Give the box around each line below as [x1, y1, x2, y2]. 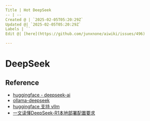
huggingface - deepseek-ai [12, 92, 71, 98]
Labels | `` [5, 27, 31, 32]
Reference [5, 78, 39, 87]
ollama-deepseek [12, 97, 50, 103]
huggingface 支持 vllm [12, 104, 60, 109]
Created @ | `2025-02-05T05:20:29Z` [5, 17, 83, 22]
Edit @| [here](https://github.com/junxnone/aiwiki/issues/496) [5, 31, 145, 36]
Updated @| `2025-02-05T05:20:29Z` [5, 22, 81, 27]
